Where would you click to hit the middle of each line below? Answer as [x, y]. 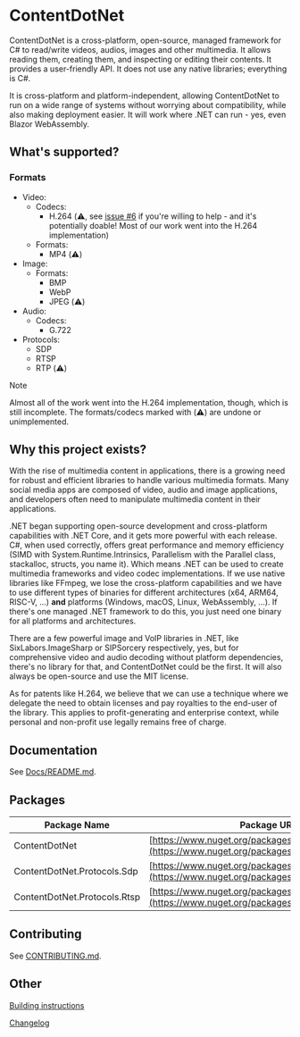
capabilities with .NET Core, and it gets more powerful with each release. [143, 536]
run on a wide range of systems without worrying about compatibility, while [148, 105]
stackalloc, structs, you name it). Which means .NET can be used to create [146, 564]
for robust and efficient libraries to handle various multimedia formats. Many [149, 481]
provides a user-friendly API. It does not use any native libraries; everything [148, 69]
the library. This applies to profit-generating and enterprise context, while [144, 713]
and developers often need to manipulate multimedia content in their [135, 499]
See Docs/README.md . [53, 772]
